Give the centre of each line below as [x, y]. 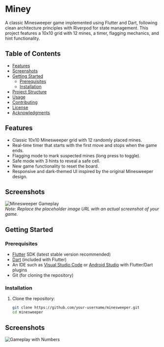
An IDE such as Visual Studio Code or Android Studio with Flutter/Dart [82, 265]
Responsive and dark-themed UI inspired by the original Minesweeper [82, 171]
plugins [20, 270]
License [20, 107]
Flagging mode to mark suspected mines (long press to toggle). [76, 155]
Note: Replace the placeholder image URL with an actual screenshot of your [82, 209]
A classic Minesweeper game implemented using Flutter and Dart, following [81, 23]
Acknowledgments [31, 113]
